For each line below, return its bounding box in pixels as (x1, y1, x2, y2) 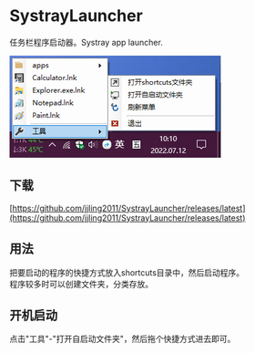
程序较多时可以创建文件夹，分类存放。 (9, 278, 153, 289)
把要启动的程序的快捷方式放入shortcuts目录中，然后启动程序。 (9, 266, 245, 278)
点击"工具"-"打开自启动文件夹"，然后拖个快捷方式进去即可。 (9, 334, 236, 345)
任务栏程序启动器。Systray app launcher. (9, 36, 164, 47)
